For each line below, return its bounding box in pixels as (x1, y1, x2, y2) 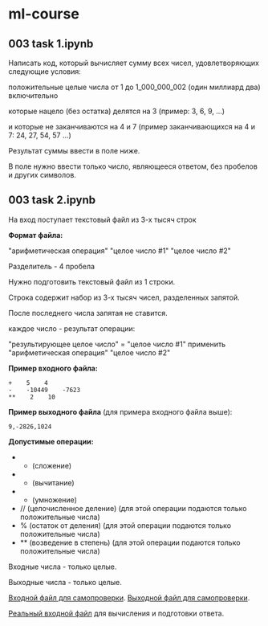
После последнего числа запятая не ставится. (8, 308, 169, 317)
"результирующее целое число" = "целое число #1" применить (8, 339, 226, 349)
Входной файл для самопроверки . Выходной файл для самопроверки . (8, 592, 250, 603)
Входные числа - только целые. (8, 562, 117, 571)
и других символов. (8, 170, 76, 179)
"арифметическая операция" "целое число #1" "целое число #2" (8, 246, 231, 256)
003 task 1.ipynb (8, 37, 94, 51)
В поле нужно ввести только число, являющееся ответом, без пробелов (8, 162, 258, 171)
